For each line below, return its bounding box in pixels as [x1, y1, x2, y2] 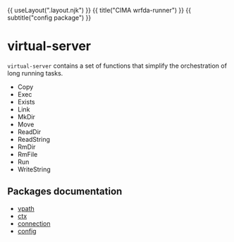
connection [17, 219, 51, 228]
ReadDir [17, 127, 42, 136]
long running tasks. [7, 68, 63, 77]
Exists [17, 97, 35, 106]
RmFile [17, 150, 38, 158]
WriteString [17, 165, 51, 174]
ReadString [17, 135, 51, 143]
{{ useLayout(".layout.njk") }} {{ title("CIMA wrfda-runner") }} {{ [7, 6, 192, 14]
